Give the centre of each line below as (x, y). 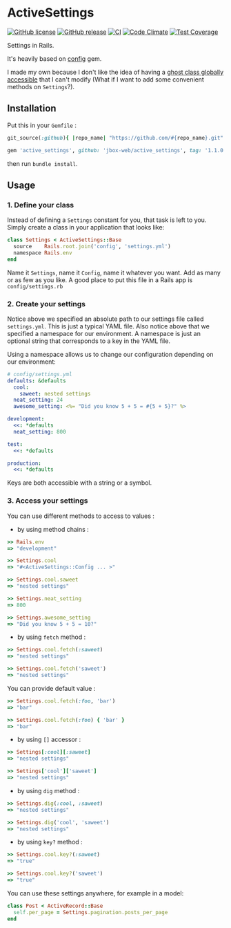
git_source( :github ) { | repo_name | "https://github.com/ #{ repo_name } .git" (115, 138)
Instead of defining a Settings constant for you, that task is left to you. (107, 220)
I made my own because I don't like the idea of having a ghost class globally (115, 72)
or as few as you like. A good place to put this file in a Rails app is (100, 280)
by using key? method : (50, 842)
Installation (32, 109)
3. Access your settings (48, 501)
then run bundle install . (42, 163)
